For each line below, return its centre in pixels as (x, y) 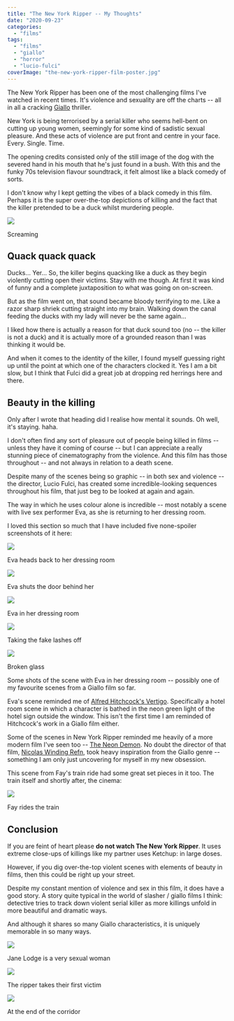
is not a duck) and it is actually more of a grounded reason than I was (107, 338)
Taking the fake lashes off (44, 640)
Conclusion (33, 829)
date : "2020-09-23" (36, 20)
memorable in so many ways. (50, 931)
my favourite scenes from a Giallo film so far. (72, 688)
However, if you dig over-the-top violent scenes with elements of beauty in (115, 867)
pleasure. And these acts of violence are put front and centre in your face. (114, 136)
